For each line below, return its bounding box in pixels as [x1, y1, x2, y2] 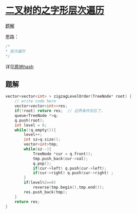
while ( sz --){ [24, 147, 52, 152]
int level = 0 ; [14, 122, 47, 128]
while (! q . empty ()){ [14, 127, 56, 133]
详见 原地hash [5, 63, 34, 69]
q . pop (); [32, 160, 52, 166]
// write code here [14, 99, 56, 104]
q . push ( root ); [14, 118, 45, 123]
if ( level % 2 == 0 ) [24, 180, 56, 185]
